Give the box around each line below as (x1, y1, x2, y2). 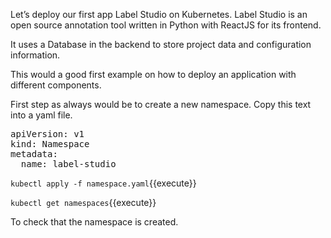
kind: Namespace (10, 139, 90, 149)
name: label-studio (20, 159, 117, 169)
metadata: (10, 149, 58, 159)
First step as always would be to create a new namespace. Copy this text (10, 99, 312, 110)
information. (10, 49, 61, 61)
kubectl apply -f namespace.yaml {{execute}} (10, 177, 197, 189)
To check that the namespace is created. (10, 216, 179, 228)
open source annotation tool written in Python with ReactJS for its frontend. (10, 19, 322, 31)
